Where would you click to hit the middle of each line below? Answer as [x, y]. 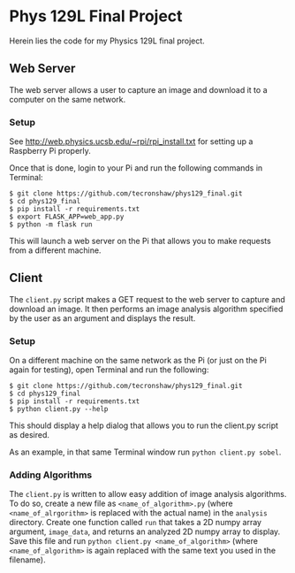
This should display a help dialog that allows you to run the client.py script [144, 425]
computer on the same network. [68, 99]
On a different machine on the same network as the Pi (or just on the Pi [138, 361]
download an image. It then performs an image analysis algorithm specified [146, 309]
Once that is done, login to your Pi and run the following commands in [136, 168]
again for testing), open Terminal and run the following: [109, 370]
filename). [27, 560]
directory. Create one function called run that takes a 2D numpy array [136, 523]
